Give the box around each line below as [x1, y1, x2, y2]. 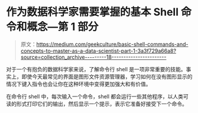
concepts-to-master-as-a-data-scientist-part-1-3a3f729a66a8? [20, 47, 176, 54]
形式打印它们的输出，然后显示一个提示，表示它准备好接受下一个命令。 [16, 100, 187, 107]
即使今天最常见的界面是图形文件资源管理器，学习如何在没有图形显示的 [21, 73, 193, 80]
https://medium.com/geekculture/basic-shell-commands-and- [36, 41, 189, 48]
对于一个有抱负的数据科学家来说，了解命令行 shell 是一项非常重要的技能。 [6, 65, 186, 72]
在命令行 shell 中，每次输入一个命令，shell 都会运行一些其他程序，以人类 [6, 92, 184, 100]
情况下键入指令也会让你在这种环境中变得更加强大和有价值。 [6, 80, 151, 87]
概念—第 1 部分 [27, 20, 99, 34]
